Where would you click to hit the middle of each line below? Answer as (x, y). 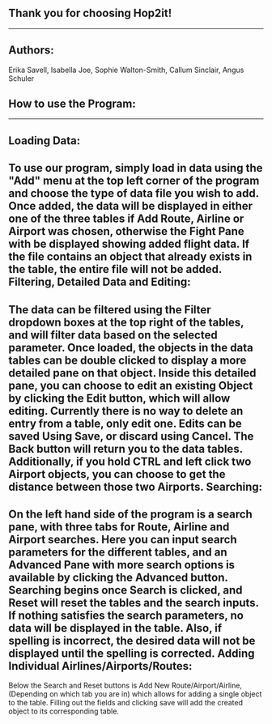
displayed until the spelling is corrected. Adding (132, 654)
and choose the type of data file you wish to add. (134, 194)
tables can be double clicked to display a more (127, 360)
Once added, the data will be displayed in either (131, 206)
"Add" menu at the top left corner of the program (134, 181)
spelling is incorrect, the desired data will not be (132, 641)
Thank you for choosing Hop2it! (90, 13)
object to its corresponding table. (64, 711)
